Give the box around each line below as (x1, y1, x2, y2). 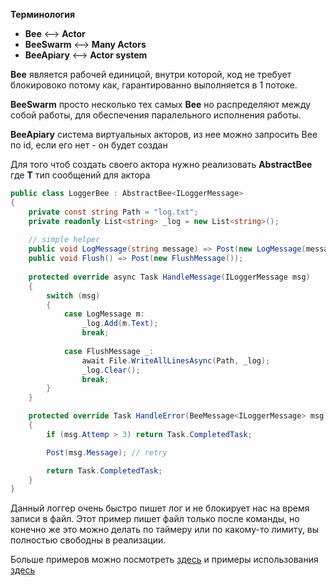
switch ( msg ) (46, 290, 101, 301)
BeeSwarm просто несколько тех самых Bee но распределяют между (10, 99, 312, 110)
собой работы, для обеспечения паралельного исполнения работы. (10, 109, 302, 121)
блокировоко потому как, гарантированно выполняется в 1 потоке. (10, 79, 298, 91)
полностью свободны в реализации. (10, 534, 167, 546)
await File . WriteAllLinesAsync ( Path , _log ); (81, 355, 271, 366)
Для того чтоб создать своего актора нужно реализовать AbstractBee (10, 159, 313, 170)
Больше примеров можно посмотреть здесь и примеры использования (10, 554, 319, 566)
